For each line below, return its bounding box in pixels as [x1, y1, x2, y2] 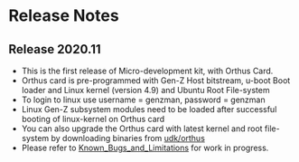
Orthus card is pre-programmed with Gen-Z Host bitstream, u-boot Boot [21, 75, 291, 86]
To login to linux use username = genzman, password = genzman [21, 94, 266, 105]
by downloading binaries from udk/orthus [51, 133, 205, 143]
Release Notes [8, 5, 119, 26]
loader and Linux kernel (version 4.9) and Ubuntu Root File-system [21, 85, 270, 95]
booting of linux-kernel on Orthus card [21, 114, 165, 124]
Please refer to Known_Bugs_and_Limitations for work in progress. [21, 142, 269, 153]
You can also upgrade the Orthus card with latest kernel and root [21, 123, 263, 134]
